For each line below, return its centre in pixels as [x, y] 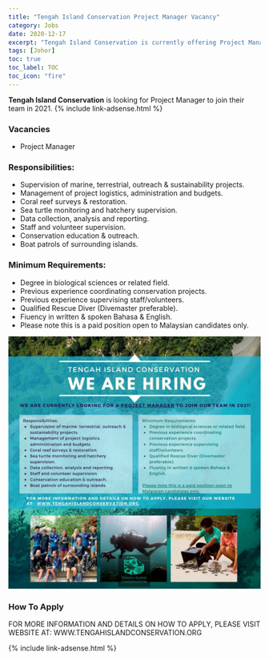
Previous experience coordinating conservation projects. [113, 291]
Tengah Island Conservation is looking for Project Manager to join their [126, 99]
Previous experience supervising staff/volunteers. [102, 300]
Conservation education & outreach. [80, 235]
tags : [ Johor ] [32, 51]
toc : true [25, 59]
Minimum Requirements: [57, 265]
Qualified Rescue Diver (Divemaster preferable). [99, 308]
